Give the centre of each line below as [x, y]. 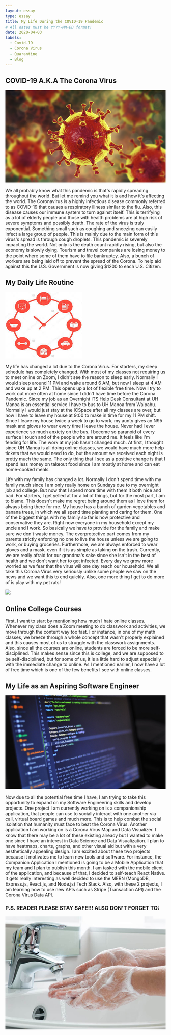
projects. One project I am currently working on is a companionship [76, 808]
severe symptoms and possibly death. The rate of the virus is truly [75, 223]
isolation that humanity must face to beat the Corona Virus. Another [76, 824]
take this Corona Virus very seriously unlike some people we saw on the [81, 571]
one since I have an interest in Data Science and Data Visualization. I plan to [85, 840]
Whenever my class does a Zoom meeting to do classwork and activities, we [85, 626]
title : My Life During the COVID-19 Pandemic [54, 21]
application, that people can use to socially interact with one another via [81, 813]
